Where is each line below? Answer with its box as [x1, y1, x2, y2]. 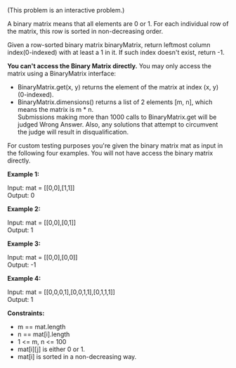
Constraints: [7, 309, 45, 317]
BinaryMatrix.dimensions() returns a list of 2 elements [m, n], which [17, 98, 213, 106]
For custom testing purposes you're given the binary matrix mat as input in [7, 141, 223, 150]
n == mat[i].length [17, 330, 70, 338]
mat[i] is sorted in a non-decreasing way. [17, 353, 137, 361]
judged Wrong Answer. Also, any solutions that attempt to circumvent [17, 120, 218, 129]
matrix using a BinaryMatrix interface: [7, 70, 117, 77]
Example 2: [7, 205, 41, 213]
